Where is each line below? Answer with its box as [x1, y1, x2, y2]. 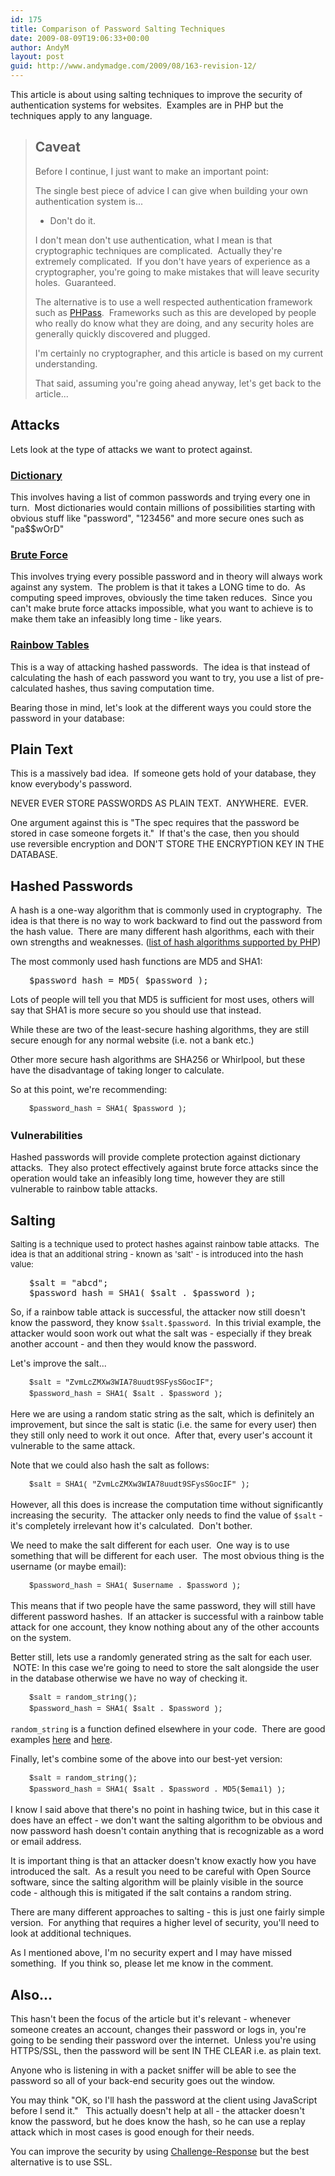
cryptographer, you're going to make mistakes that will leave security [34, 266, 320, 278]
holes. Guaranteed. [34, 276, 117, 288]
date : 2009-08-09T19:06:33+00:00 [10, 33, 150, 43]
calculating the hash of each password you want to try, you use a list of [10, 671, 305, 683]
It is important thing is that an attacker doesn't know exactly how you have [10, 1855, 317, 1867]
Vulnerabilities [10, 1129, 83, 1143]
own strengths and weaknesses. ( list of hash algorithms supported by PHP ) [10, 936, 322, 948]
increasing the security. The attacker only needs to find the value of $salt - [10, 1509, 323, 1521]
